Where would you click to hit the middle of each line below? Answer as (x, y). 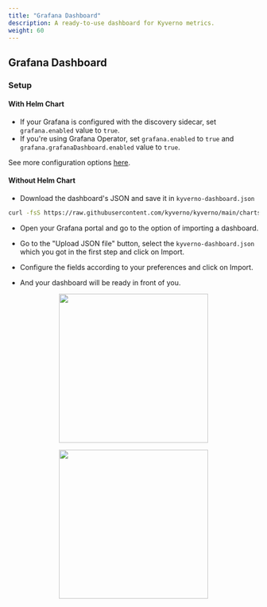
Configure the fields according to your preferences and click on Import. (136, 267)
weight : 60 (26, 30)
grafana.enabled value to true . (70, 130)
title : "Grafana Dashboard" (55, 15)
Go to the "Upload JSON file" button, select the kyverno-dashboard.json (137, 243)
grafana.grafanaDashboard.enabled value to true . (100, 147)
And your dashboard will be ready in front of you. (100, 282)
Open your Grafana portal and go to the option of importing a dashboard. (139, 228)
